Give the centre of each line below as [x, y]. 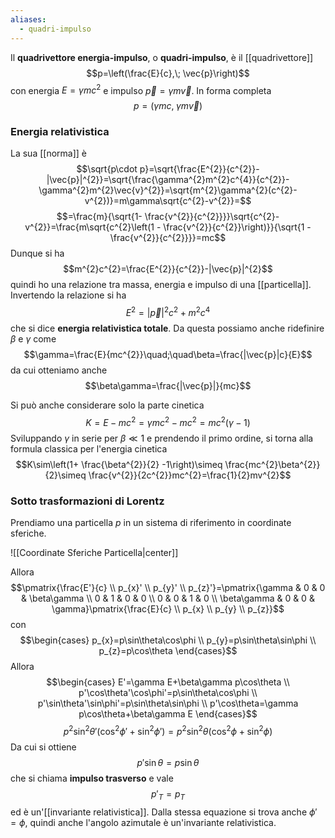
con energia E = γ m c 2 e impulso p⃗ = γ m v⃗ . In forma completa [141, 89]
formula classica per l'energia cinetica [89, 448]
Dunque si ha [37, 253]
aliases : [28, 19]
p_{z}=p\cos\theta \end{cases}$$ [168, 651]
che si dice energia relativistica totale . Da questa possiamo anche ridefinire [167, 328]
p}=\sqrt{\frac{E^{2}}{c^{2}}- [199, 169]
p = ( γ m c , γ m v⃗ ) [168, 106]
